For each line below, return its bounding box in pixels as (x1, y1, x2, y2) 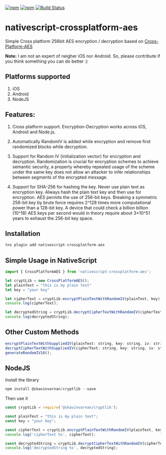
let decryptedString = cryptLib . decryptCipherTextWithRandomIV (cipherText (5, 310, 163, 315)
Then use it (5, 395, 28, 402)
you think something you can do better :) (5, 58, 88, 64)
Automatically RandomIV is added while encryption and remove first (12, 138, 151, 144)
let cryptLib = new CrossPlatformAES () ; (5, 278, 90, 283)
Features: (5, 111, 36, 119)
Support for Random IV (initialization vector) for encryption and (12, 153, 141, 159)
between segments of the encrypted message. (12, 174, 108, 180)
